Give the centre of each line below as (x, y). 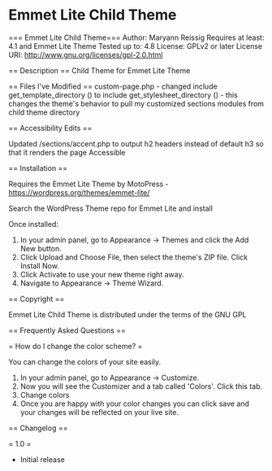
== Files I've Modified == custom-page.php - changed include (113, 86)
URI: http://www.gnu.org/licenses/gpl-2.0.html (86, 55)
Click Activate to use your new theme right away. (102, 274)
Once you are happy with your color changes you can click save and (135, 403)
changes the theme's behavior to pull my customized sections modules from (136, 103)
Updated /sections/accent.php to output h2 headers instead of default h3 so (136, 143)
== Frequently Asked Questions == (67, 330)
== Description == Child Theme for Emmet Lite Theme (99, 70)
